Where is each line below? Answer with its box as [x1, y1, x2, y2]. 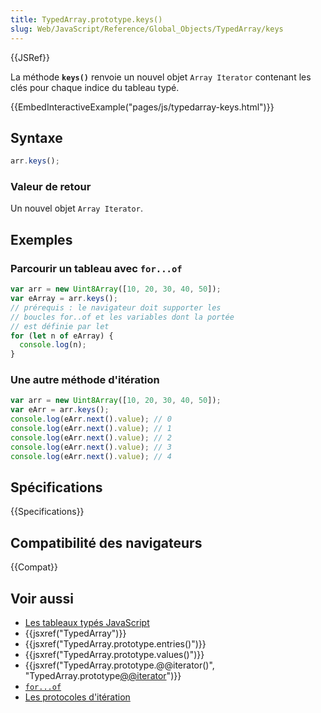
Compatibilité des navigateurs [10, 534, 203, 551]
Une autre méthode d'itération [10, 373, 160, 387]
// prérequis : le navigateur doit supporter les [10, 302, 222, 313]
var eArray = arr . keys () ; [10, 294, 118, 304]
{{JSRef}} [10, 51, 50, 63]
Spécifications [10, 479, 103, 496]
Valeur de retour [10, 180, 92, 194]
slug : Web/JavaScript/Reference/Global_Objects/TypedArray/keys [10, 24, 284, 34]
